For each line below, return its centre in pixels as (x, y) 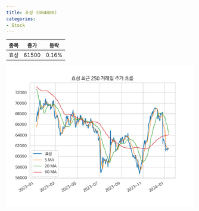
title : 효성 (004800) (32, 13)
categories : (21, 19)
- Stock (16, 25)
